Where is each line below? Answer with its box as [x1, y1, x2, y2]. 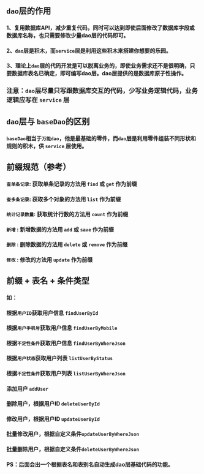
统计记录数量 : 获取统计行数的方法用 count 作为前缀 [6, 211, 129, 218]
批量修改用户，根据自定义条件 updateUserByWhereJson [6, 431, 140, 438]
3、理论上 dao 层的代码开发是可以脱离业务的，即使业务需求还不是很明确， [6, 62, 190, 69]
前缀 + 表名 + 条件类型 [6, 276, 90, 286]
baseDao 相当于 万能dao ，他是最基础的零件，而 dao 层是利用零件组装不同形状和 [6, 135, 196, 142]
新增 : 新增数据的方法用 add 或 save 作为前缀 [6, 225, 115, 233]
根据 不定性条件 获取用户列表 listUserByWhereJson [6, 369, 126, 377]
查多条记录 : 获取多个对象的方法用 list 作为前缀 [6, 195, 121, 203]
